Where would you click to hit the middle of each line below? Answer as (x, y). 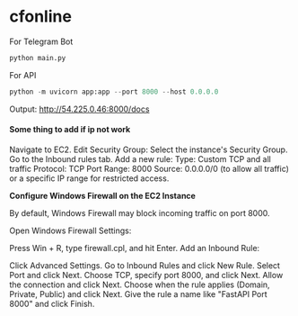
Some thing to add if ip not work (70, 130)
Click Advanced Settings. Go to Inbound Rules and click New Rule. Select (145, 265)
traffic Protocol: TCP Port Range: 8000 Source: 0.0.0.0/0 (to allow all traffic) (149, 168)
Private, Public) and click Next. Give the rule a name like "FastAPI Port (138, 293)
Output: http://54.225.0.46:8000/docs (79, 109)
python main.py (38, 58)
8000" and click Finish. (52, 303)
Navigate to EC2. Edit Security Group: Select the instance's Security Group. (149, 149)
